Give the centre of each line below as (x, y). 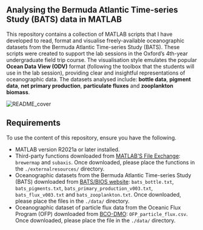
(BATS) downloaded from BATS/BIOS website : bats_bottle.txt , (94, 181)
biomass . (18, 92)
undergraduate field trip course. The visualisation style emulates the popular (101, 59)
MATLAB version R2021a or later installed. (67, 149)
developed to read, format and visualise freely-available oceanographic (95, 40)
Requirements (33, 123)
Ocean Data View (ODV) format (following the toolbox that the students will (101, 66)
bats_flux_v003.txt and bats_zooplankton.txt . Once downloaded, (98, 194)
